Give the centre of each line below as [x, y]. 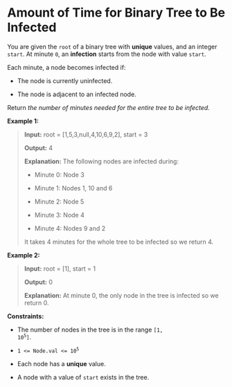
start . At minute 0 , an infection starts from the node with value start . [107, 54]
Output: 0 [38, 282]
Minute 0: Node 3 [59, 174]
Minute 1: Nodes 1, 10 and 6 [73, 188]
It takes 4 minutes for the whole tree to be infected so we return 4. [119, 242]
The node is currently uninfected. [65, 80]
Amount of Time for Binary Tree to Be [116, 13]
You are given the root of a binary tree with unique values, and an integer [112, 46]
